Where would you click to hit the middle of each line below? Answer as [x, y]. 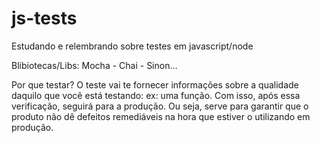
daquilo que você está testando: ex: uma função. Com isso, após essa [156, 95]
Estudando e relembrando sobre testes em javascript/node [132, 46]
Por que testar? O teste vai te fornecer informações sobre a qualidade [155, 84]
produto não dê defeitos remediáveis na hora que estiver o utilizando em [161, 116]
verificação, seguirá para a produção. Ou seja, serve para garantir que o [160, 106]
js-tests [44, 18]
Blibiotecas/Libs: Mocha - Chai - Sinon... [94, 65]
